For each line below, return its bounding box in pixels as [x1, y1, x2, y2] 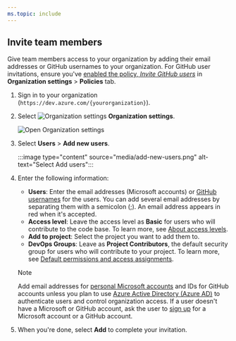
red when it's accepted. [27, 210, 97, 219]
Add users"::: [55, 160, 94, 169]
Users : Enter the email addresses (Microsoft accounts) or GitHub [27, 188, 217, 196]
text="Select [17, 160, 54, 169]
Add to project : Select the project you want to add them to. [27, 233, 200, 241]
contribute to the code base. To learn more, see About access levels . [27, 225, 228, 233]
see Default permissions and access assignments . [27, 255, 174, 264]
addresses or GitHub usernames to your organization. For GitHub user [7, 63, 211, 71]
